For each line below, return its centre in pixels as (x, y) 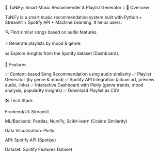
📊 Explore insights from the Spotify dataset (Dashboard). (62, 53)
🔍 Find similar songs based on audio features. (51, 32)
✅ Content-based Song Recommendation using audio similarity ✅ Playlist (78, 74)
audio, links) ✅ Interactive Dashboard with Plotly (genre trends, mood (74, 85)
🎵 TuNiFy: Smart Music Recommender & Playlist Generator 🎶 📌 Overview (77, 8)
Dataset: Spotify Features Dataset (39, 149)
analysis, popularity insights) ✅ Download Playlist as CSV (62, 90)
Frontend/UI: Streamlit (27, 112)
